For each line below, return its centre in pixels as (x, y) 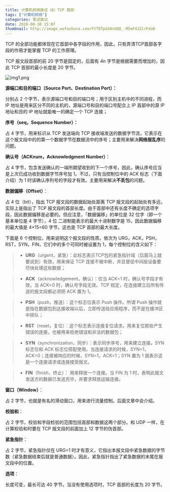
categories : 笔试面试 (27, 19)
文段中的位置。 (21, 463)
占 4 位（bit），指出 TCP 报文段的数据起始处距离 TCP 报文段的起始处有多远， (85, 202)
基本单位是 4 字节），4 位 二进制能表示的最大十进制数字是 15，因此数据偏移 (83, 221)
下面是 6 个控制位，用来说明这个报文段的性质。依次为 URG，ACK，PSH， (82, 238)
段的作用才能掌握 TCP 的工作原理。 (42, 50)
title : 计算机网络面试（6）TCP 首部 (40, 10)
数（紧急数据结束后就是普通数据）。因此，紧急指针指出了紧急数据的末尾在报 (84, 457)
